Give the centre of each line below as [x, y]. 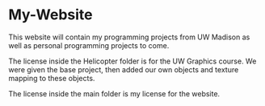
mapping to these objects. [52, 78]
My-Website [50, 15]
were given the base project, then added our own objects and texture [124, 69]
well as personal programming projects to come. [89, 45]
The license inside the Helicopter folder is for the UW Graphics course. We [132, 61]
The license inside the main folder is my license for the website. [114, 93]
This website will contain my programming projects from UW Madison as [129, 37]
